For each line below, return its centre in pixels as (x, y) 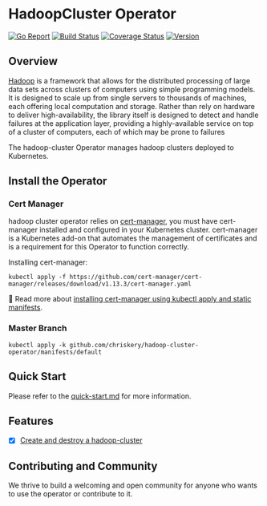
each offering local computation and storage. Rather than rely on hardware (131, 106)
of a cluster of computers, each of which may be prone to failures (117, 132)
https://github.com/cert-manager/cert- (136, 277)
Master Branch (38, 328)
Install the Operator (58, 181)
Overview (33, 61)
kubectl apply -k (37, 345)
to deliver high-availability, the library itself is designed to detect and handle (133, 115)
